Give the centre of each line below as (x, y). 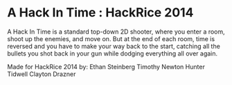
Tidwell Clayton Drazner (42, 74)
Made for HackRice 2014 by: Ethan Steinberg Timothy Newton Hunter (106, 66)
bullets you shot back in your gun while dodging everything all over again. (113, 53)
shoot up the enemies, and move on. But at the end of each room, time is (111, 38)
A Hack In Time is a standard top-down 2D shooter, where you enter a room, (116, 32)
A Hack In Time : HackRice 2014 (100, 13)
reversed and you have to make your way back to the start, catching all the (114, 46)
